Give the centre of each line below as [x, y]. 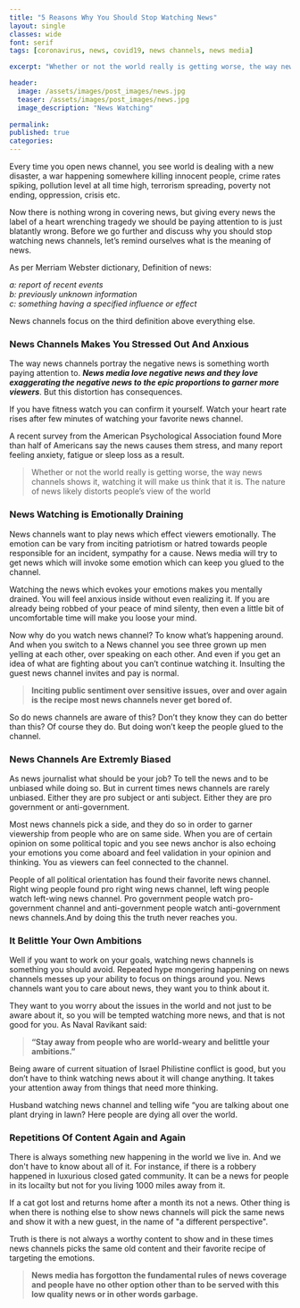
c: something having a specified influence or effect [103, 304]
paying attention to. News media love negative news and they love [134, 373]
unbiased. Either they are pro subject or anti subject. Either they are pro [141, 797]
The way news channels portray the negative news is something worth [139, 363]
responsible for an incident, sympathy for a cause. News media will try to [143, 553]
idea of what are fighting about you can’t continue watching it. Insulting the [147, 663]
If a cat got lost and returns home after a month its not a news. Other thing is [150, 1203]
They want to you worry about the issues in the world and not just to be [141, 1006]
